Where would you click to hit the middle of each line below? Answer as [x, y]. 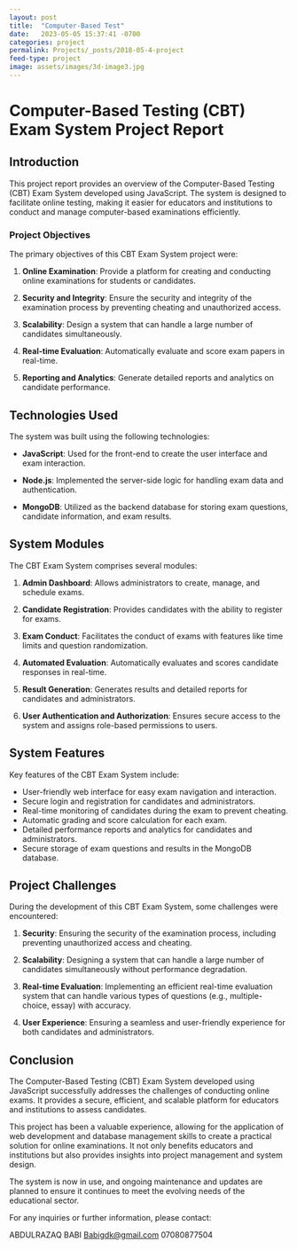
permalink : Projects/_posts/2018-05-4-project [97, 51]
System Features [57, 754]
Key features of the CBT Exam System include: [94, 774]
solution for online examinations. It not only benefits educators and [131, 1146]
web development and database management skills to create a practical [141, 1136]
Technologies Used [63, 415]
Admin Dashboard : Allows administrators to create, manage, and [141, 583]
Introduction [44, 162]
